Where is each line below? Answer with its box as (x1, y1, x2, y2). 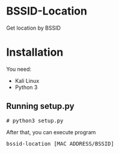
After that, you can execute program (6, 128, 96, 135)
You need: (6, 65, 32, 73)
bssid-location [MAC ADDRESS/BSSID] (6, 140, 114, 147)
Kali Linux (14, 77, 40, 84)
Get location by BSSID (6, 24, 61, 31)
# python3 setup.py (6, 117, 64, 124)
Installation (6, 45, 64, 59)
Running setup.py (6, 101, 75, 111)
